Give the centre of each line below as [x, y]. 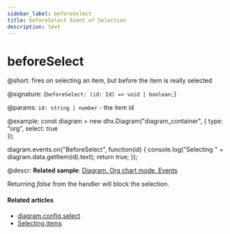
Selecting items [39, 223]
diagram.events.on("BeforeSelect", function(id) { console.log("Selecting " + [115, 149]
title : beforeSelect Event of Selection [67, 20]
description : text [34, 27]
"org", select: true [32, 129]
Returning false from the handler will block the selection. [88, 184]
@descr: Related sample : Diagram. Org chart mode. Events [92, 170]
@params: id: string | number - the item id [71, 108]
